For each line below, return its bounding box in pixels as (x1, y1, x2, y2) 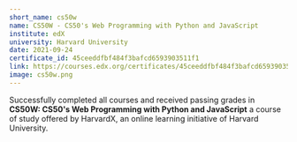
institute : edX (9, 29, 65, 38)
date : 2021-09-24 (9, 46, 73, 55)
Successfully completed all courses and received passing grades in (9, 94, 255, 105)
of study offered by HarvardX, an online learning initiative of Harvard (9, 113, 259, 123)
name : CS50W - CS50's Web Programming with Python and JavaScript (9, 21, 259, 30)
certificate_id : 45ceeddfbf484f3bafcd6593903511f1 (9, 54, 200, 63)
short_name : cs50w (9, 12, 77, 22)
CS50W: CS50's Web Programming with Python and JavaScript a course (9, 103, 281, 115)
